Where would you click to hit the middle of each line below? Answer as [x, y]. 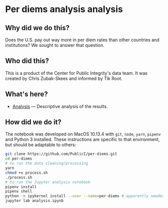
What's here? [27, 94]
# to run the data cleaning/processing [47, 164]
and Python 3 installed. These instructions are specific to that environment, [82, 140]
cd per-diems [19, 159]
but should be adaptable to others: [41, 145]
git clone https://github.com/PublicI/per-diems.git [61, 154]
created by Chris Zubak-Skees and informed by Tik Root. [64, 78]
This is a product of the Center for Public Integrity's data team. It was [76, 73]
